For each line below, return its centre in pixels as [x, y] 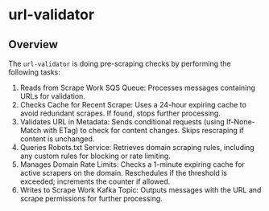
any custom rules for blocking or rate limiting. [95, 156]
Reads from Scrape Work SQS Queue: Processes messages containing [138, 87]
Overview [33, 45]
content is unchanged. [57, 139]
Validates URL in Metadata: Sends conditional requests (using [122, 122]
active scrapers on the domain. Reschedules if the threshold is [124, 173]
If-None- [240, 122]
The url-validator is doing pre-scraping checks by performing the [120, 63]
